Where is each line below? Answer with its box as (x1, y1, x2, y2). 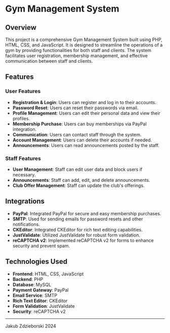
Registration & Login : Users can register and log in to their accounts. (12, 99, 157, 105)
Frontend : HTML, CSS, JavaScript (12, 271, 84, 277)
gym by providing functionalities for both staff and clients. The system (5, 47, 152, 53)
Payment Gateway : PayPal (12, 287, 69, 293)
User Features (5, 88, 41, 95)
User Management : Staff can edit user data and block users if (12, 166, 143, 172)
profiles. (12, 115, 30, 121)
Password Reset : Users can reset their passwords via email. (12, 105, 139, 111)
